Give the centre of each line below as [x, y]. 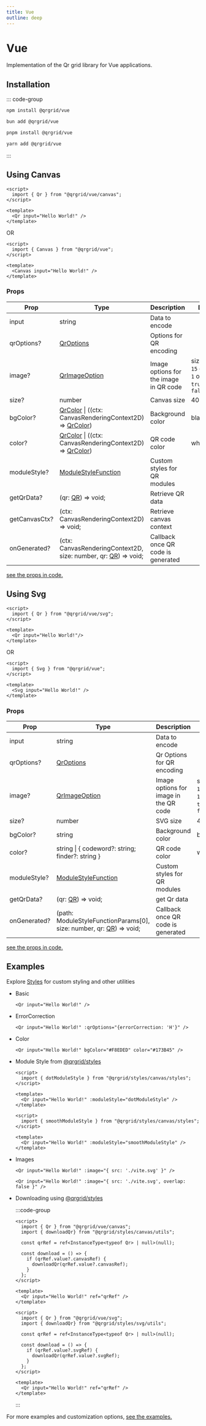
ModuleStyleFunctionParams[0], [103, 920]
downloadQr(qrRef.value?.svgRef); [76, 1355]
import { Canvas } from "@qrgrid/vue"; [63, 249]
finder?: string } [78, 856]
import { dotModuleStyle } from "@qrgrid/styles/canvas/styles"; [106, 1078]
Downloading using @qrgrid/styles [59, 1198]
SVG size [169, 821]
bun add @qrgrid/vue [33, 122]
